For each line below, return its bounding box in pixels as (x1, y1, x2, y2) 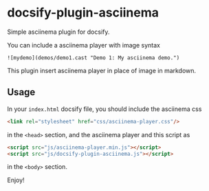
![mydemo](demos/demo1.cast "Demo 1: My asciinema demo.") (7, 54, 180, 61)
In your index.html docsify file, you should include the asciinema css (7, 105, 202, 113)
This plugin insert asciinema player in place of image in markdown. (7, 66, 197, 74)
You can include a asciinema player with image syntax (7, 41, 160, 49)
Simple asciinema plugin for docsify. (7, 28, 110, 36)
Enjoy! (7, 176, 25, 184)
